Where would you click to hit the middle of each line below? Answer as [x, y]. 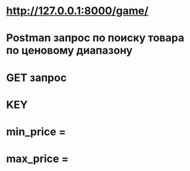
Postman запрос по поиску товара [95, 38]
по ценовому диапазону [69, 51]
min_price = [36, 132]
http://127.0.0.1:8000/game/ [77, 11]
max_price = [37, 159]
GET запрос [37, 78]
